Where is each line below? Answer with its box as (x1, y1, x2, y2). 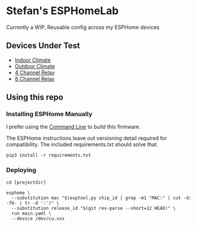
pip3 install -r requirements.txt (6, 152, 92, 159)
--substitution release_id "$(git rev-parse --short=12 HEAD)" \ (11, 205, 176, 211)
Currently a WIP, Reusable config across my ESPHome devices (6, 24, 160, 31)
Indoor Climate (14, 56, 51, 63)
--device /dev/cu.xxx (11, 215, 65, 222)
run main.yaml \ (11, 210, 51, 216)
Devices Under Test (6, 41, 80, 51)
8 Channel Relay (14, 75, 55, 82)
